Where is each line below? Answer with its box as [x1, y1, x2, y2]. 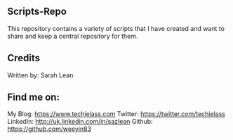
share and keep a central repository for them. [7, 32, 138, 40]
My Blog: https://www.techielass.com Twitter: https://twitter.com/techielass [7, 110, 226, 118]
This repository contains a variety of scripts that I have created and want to [7, 24, 225, 32]
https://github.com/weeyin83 [7, 125, 92, 133]
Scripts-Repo [7, 6, 67, 18]
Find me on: [7, 91, 60, 103]
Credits [7, 52, 41, 64]
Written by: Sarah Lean [7, 70, 74, 79]
